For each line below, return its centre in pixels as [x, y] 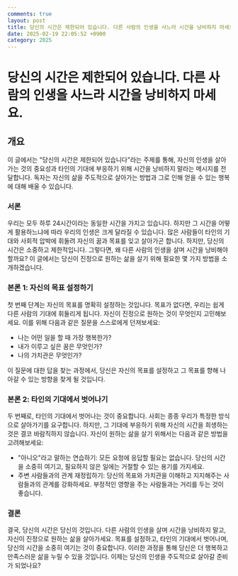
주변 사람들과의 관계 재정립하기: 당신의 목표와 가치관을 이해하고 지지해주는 [120, 475]
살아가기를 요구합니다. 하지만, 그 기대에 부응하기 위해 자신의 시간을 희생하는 [124, 425]
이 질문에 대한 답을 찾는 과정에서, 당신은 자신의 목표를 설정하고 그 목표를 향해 [113, 370]
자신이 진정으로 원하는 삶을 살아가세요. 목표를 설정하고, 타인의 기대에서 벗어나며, [118, 539]
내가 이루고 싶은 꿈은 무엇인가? [60, 346]
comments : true [30, 14]
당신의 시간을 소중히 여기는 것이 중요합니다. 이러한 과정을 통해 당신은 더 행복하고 [118, 548]
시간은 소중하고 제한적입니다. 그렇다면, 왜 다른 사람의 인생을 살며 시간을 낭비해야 [118, 250]
